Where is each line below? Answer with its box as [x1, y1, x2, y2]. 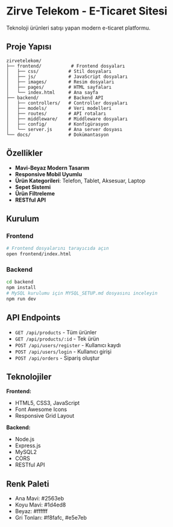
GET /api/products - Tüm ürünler [14, 328, 97, 336]
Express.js [14, 442, 41, 449]
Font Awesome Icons [14, 406, 68, 413]
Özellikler [6, 148, 43, 158]
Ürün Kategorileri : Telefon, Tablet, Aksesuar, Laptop [14, 177, 146, 184]
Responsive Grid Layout [14, 412, 75, 420]
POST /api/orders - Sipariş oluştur [14, 354, 100, 362]
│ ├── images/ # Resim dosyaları [6, 78, 115, 85]
